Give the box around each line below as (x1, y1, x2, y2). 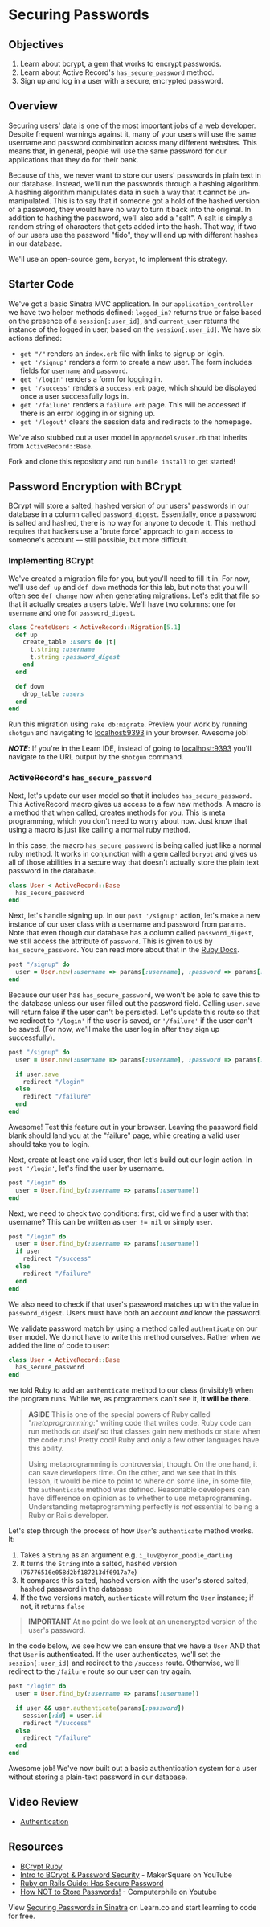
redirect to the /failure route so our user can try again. (8, 1667, 192, 1676)
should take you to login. (8, 1139, 90, 1148)
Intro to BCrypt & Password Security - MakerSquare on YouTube (19, 1870, 233, 1880)
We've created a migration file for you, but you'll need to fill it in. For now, (8, 573, 251, 583)
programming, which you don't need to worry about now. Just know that (8, 816, 247, 825)
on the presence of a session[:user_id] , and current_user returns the (8, 316, 240, 325)
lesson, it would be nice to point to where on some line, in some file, (27, 1476, 253, 1486)
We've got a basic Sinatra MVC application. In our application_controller (8, 299, 254, 309)
